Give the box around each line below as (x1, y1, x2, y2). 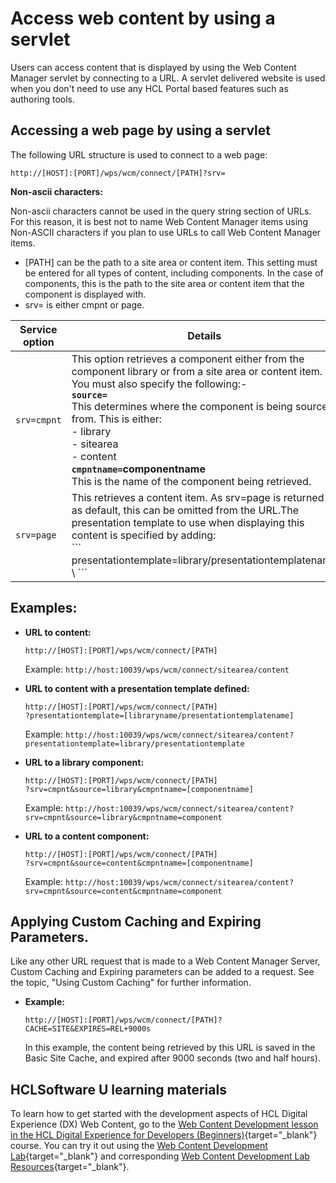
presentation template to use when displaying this (71, 515, 305, 529)
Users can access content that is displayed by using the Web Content (10, 61, 297, 73)
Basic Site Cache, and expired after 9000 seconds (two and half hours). (24, 1052, 321, 1064)
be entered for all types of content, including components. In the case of (24, 267, 324, 279)
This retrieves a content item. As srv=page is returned (71, 490, 325, 504)
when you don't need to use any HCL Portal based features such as (10, 82, 289, 94)
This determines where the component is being (71, 399, 293, 413)
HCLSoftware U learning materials (10, 1081, 227, 1098)
